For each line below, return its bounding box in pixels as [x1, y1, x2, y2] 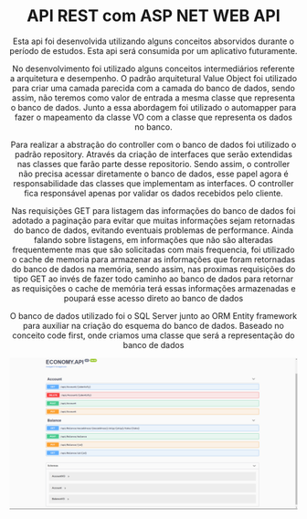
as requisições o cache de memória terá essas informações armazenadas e [11, 282, 296, 293]
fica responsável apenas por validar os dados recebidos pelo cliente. [24, 187, 283, 198]
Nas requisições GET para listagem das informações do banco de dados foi [11, 205, 296, 216]
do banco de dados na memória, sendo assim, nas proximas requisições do [11, 263, 296, 274]
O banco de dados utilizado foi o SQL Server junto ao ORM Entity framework [9, 310, 298, 321]
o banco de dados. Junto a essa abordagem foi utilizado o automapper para [10, 101, 297, 112]
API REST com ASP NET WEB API [26, 5, 281, 26]
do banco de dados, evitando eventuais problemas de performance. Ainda [13, 225, 294, 236]
